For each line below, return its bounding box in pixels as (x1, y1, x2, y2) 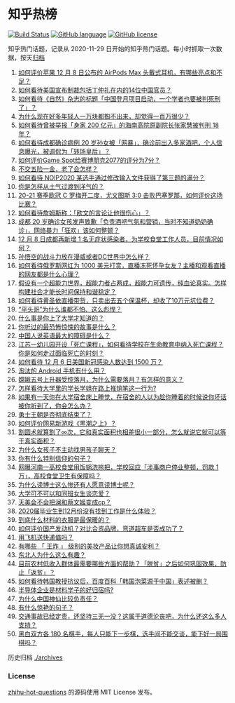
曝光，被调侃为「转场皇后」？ (24, 147, 111, 155)
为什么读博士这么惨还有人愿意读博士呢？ (17, 480, 135, 488)
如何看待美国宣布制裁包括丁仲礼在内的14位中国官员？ (17, 86, 172, 94)
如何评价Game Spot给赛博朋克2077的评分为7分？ (17, 156, 161, 164)
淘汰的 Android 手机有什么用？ (17, 366, 106, 375)
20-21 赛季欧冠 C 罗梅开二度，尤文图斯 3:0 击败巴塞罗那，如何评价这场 (17, 191, 223, 199)
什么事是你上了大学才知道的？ (17, 314, 104, 322)
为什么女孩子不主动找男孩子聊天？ (17, 445, 117, 453)
